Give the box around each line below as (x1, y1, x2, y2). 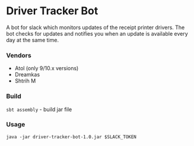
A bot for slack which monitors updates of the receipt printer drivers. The (6, 24, 185, 31)
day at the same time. (6, 36, 59, 43)
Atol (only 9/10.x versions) (14, 65, 79, 72)
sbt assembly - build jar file (6, 106, 72, 113)
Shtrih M (14, 77, 36, 84)
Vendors (6, 51, 31, 59)
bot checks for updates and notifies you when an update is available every (6, 30, 188, 37)
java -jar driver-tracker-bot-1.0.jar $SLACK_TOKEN (6, 134, 136, 140)
